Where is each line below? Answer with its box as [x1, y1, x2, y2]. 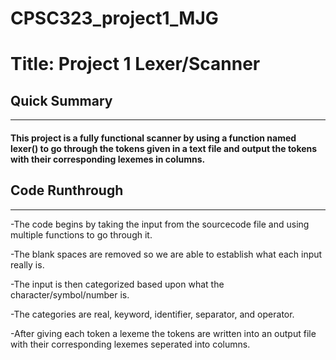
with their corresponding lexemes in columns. [10, 153, 206, 165]
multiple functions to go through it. [10, 228, 153, 241]
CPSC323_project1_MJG [10, 7, 219, 30]
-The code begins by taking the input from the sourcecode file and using [10, 218, 310, 230]
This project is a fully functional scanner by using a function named [10, 132, 297, 144]
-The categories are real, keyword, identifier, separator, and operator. [10, 308, 295, 320]
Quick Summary [10, 92, 113, 109]
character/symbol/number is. [10, 288, 130, 301]
